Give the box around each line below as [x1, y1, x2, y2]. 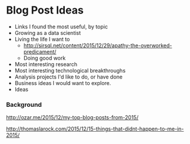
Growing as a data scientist [14, 29, 81, 36]
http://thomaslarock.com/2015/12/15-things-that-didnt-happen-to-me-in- [6, 125, 184, 133]
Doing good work [23, 54, 66, 61]
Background [6, 100, 42, 109]
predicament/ [23, 48, 57, 55]
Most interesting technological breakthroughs [14, 67, 126, 74]
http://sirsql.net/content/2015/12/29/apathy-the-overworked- [23, 42, 172, 49]
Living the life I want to [14, 35, 70, 42]
